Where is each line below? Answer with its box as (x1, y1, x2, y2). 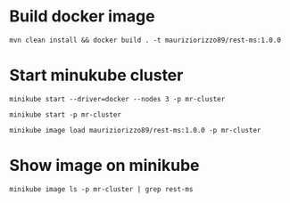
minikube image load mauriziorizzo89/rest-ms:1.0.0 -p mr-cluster (9, 126, 261, 134)
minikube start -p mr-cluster (9, 110, 122, 119)
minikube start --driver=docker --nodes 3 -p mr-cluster (9, 94, 226, 103)
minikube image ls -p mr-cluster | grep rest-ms (9, 184, 194, 193)
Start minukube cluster (9, 65, 184, 85)
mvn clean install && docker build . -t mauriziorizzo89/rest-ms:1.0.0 (9, 36, 281, 45)
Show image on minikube (9, 156, 200, 175)
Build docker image (9, 6, 155, 27)
